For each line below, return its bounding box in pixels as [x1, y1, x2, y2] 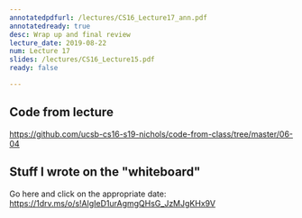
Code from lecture [9, 104, 114, 120]
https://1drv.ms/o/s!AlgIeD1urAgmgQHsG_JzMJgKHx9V [9, 197, 216, 208]
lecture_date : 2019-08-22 [9, 38, 106, 48]
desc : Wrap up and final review [9, 30, 131, 39]
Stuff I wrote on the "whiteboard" [9, 164, 201, 180]
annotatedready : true [9, 22, 91, 31]
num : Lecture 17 [9, 47, 70, 56]
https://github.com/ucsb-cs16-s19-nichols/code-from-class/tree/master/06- [9, 128, 294, 140]
